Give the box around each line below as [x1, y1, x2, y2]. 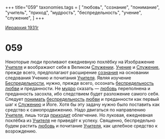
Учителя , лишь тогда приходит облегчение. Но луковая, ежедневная [5, 112, 153, 118]
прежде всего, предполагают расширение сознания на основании [5, 69, 149, 75]
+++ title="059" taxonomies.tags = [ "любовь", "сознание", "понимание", [5, 5, 160, 10]
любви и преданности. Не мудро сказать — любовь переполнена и [5, 85, 151, 91]
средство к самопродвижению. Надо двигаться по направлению [5, 106, 146, 112]
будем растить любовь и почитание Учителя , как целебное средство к [5, 122, 158, 128]
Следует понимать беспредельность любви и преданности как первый [5, 96, 159, 102]
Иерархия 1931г [5, 25, 39, 31]
